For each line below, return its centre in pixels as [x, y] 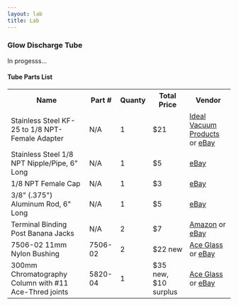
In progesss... [27, 60]
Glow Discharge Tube [45, 45]
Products [204, 134]
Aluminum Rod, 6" [41, 204]
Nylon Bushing [35, 254]
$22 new [168, 249]
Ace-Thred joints [40, 292]
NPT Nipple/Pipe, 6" [45, 163]
